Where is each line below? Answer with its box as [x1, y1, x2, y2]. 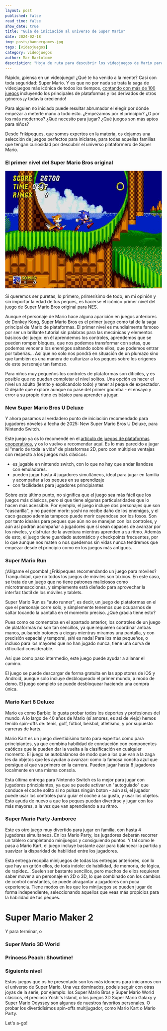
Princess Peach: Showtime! [5, 954, 73, 961]
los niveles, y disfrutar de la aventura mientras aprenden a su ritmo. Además [5, 528, 162, 534]
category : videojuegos [5, 50, 52, 55]
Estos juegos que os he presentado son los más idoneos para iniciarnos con [5, 978, 162, 984]
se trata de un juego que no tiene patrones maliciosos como [5, 579, 128, 585]
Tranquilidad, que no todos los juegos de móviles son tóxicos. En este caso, [5, 574, 161, 580]
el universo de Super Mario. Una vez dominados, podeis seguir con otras [5, 984, 155, 990]
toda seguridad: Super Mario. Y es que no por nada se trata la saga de [5, 80, 149, 86]
